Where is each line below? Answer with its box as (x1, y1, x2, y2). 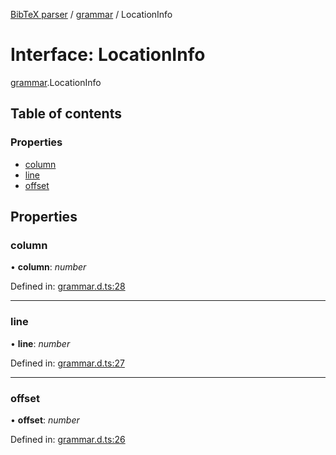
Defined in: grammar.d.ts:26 (10, 433, 126, 445)
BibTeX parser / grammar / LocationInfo (10, 9, 173, 20)
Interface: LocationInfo (10, 44, 206, 66)
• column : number (10, 261, 87, 273)
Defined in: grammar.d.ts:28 (10, 280, 126, 293)
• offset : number (10, 414, 80, 426)
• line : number (10, 337, 71, 349)
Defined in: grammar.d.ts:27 (10, 357, 125, 369)
